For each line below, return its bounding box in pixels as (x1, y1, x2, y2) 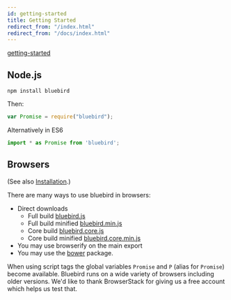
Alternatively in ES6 (7, 126, 64, 134)
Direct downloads (17, 204, 68, 213)
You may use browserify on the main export (17, 241, 143, 250)
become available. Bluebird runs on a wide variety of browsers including (7, 269, 214, 278)
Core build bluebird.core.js (27, 226, 104, 234)
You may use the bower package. (17, 248, 113, 257)
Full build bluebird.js (27, 211, 86, 220)
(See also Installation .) (7, 177, 71, 186)
